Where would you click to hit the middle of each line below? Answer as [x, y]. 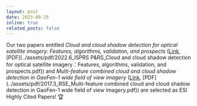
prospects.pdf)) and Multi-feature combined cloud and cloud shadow [91, 71]
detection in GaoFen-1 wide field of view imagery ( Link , [74, 78]
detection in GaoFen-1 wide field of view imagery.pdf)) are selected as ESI [97, 90]
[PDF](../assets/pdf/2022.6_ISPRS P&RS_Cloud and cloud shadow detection [99, 57]
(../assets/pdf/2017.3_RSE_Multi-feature [55, 84]
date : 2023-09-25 [28, 17]
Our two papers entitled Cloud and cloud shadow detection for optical [92, 45]
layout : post [22, 12]
